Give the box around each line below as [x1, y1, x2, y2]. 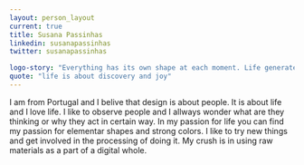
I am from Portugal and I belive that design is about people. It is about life [9, 96, 282, 107]
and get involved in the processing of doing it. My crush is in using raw [9, 135, 273, 146]
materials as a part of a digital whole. [9, 144, 147, 155]
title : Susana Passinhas [9, 30, 103, 39]
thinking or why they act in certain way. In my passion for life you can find [9, 115, 284, 127]
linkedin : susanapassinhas [9, 38, 111, 48]
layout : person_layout [9, 13, 95, 23]
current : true [9, 22, 63, 31]
